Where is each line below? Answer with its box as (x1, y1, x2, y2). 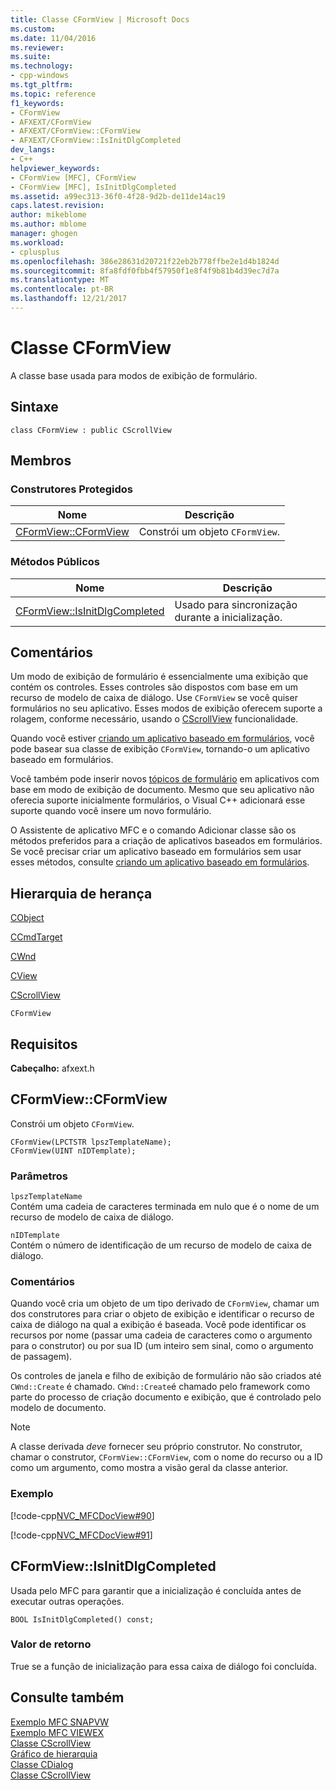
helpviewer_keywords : (10, 163, 101, 173)
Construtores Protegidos (10, 482, 133, 496)
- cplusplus (10, 247, 60, 257)
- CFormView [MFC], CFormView (10, 172, 137, 183)
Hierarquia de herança (10, 885, 153, 902)
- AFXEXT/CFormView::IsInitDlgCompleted (10, 136, 182, 146)
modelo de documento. (10, 1402, 107, 1414)
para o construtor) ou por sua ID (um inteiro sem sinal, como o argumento (10, 1340, 314, 1352)
